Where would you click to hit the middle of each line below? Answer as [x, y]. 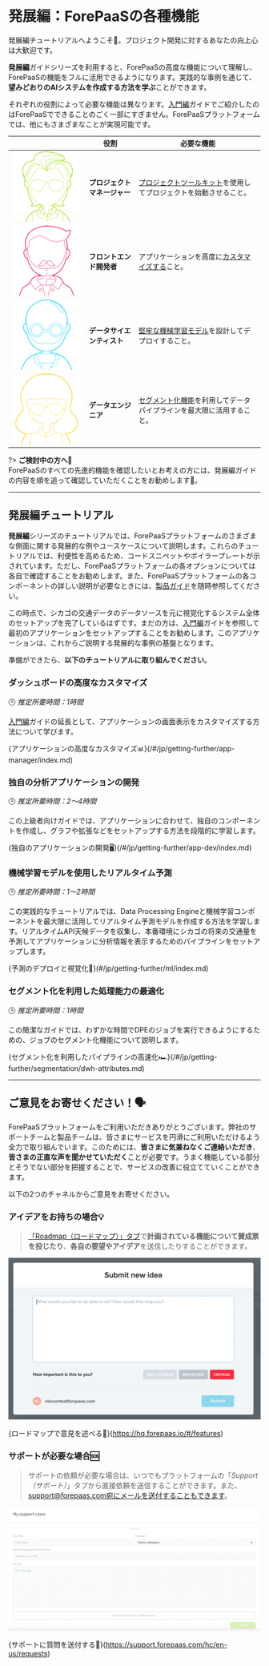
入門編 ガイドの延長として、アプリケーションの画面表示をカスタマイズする [131, 721]
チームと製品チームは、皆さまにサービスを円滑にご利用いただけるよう [145, 1137]
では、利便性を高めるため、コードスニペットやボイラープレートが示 [148, 556]
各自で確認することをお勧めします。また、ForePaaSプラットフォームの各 [129, 576]
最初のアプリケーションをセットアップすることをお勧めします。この [120, 633]
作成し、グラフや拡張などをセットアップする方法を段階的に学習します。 [141, 831]
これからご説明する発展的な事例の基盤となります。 [134, 643]
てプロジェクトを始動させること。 [195, 192]
